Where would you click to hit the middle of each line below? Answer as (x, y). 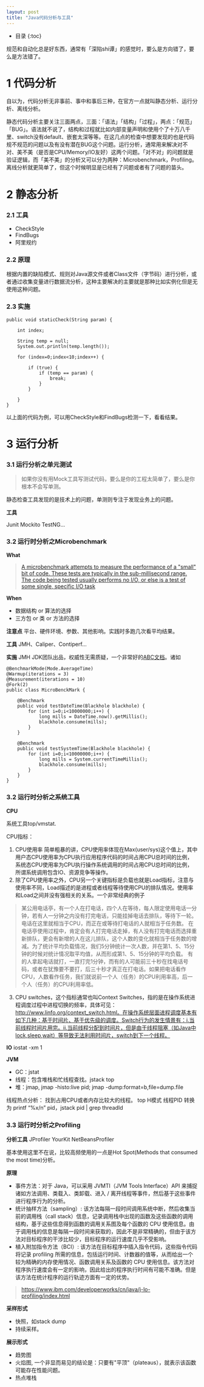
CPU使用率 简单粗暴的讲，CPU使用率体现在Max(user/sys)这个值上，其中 (106, 849)
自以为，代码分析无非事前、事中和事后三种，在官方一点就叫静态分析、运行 (99, 101)
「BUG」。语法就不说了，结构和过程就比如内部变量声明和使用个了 (88, 129)
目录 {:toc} (28, 36)
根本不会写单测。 (42, 486)
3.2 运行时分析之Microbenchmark (57, 541)
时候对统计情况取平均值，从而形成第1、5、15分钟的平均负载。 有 (112, 954)
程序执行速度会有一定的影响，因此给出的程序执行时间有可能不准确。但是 (105, 1269)
